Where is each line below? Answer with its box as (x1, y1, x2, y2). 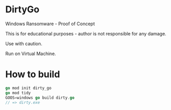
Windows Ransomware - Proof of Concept (5, 21, 95, 27)
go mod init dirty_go (5, 85, 52, 90)
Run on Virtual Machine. (5, 50, 56, 57)
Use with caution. (5, 40, 43, 47)
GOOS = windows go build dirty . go (5, 95, 74, 100)
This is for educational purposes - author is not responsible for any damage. (5, 30, 167, 36)
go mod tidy (5, 90, 31, 96)
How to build (5, 68, 60, 80)
